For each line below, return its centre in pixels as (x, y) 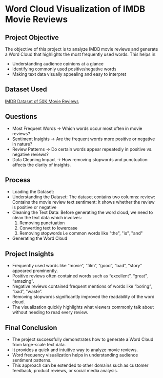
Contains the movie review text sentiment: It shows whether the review (83, 202)
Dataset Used (26, 90)
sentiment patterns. (32, 360)
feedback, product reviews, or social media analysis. (65, 371)
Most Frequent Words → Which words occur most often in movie (77, 128)
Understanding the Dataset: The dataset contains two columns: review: (83, 197)
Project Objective (32, 37)
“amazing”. (23, 281)
